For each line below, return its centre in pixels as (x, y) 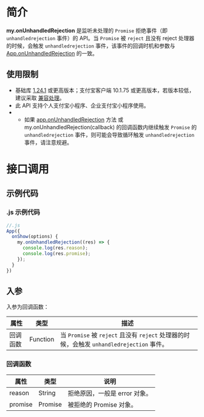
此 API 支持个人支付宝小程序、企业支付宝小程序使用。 (82, 105)
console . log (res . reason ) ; (55, 248)
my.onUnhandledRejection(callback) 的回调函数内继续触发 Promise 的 (110, 127)
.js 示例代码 (23, 212)
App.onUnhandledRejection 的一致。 (52, 53)
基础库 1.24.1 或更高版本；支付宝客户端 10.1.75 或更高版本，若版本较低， (105, 90)
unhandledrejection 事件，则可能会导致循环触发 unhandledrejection (109, 135)
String (47, 393)
